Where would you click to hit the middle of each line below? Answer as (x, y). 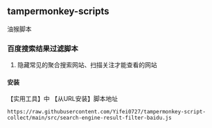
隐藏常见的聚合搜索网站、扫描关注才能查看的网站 (87, 65)
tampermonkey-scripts (58, 11)
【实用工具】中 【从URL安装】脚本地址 (63, 99)
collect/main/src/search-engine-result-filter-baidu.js (89, 118)
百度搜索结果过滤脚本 (43, 48)
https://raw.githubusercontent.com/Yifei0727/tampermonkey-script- (107, 112)
